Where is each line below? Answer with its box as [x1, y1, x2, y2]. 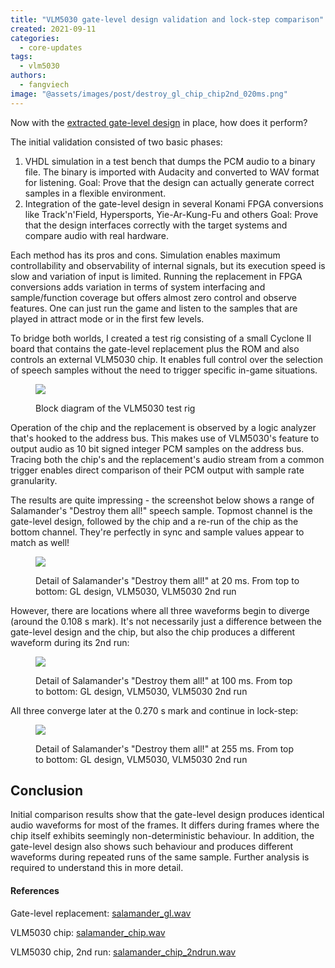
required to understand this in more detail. [10, 862, 184, 874]
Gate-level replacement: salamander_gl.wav [10, 907, 192, 919]
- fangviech [19, 80, 70, 90]
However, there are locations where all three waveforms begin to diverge [10, 604, 310, 616]
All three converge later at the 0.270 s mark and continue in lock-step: [10, 704, 299, 716]
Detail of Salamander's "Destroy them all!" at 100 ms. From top [35, 674, 293, 686]
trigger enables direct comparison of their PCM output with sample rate [10, 464, 305, 476]
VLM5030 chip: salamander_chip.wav [10, 926, 166, 938]
